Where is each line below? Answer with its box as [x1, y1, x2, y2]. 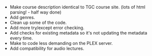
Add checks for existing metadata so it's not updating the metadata [9, 30, 148, 36]
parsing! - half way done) [9, 9, 62, 15]
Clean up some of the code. [9, 19, 67, 25]
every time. [9, 35, 33, 41]
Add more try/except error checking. [9, 25, 85, 31]
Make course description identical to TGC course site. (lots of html [9, 4, 146, 10]
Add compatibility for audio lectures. [9, 46, 84, 51]
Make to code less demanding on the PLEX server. [9, 40, 113, 46]
